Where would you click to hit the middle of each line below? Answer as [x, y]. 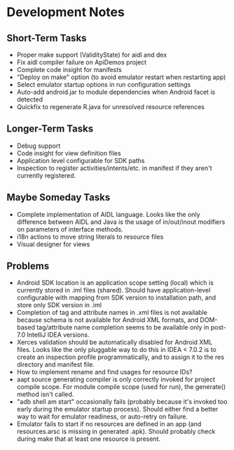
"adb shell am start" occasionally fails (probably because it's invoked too [122, 402]
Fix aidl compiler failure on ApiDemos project [82, 62]
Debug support [39, 146]
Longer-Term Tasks [50, 129]
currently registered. [46, 175]
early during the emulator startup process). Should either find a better [117, 409]
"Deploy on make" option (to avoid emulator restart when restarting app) [121, 77]
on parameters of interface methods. [70, 229]
